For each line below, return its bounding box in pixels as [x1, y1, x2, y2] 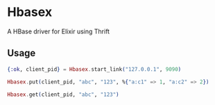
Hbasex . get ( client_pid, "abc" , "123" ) [7, 91, 119, 98]
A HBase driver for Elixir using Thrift [7, 27, 110, 35]
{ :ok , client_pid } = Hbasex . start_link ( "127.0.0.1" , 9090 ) [7, 65, 182, 73]
